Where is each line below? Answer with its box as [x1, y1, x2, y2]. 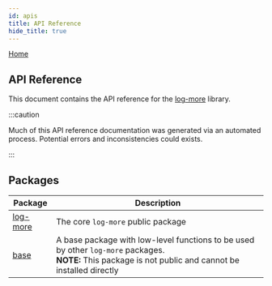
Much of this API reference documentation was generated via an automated [8, 126, 261, 135]
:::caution [8, 110, 40, 120]
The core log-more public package [56, 216, 186, 227]
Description [134, 198, 181, 208]
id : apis [8, 11, 38, 20]
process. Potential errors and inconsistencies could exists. [8, 134, 203, 144]
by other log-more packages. [56, 245, 165, 255]
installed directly [56, 265, 119, 275]
